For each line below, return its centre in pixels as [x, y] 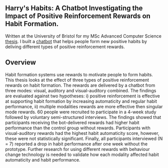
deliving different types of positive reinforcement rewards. [65, 47]
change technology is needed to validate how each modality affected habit [82, 154]
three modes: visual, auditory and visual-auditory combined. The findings [81, 90]
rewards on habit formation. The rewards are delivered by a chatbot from [80, 85]
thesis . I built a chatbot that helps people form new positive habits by [76, 41]
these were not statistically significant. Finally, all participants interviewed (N [84, 138]
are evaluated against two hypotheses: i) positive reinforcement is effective [82, 96]
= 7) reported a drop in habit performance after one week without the [76, 144]
